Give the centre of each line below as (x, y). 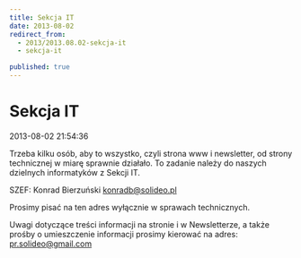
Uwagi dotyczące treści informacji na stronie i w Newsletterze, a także (139, 224)
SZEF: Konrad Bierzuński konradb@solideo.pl (93, 190)
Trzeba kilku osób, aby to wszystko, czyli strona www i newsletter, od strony (151, 153)
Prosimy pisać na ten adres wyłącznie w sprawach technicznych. (130, 207)
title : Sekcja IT (42, 17)
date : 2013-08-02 (42, 26)
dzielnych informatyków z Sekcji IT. (75, 172)
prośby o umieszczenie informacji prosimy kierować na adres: (124, 234)
